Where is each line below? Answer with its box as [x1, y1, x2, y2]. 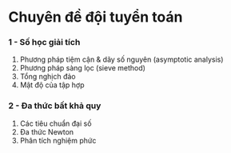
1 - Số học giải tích [8, 37, 81, 48]
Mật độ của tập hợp [19, 80, 86, 90]
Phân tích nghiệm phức [19, 135, 97, 145]
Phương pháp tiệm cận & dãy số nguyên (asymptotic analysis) [19, 54, 224, 64]
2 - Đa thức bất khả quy [8, 100, 102, 111]
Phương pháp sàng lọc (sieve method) [19, 63, 146, 73]
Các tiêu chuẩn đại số [19, 119, 92, 128]
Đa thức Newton [19, 127, 74, 136]
